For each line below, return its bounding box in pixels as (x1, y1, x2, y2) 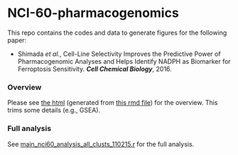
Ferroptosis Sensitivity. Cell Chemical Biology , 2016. (17, 64, 172, 73)
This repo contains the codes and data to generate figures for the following (7, 28, 227, 37)
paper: (7, 35, 27, 44)
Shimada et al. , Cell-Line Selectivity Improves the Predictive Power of (17, 50, 222, 58)
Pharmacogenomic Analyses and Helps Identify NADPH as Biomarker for (17, 57, 231, 65)
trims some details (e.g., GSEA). (7, 106, 101, 115)
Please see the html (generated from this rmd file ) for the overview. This (7, 98, 218, 107)
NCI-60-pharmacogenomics (7, 5, 179, 21)
